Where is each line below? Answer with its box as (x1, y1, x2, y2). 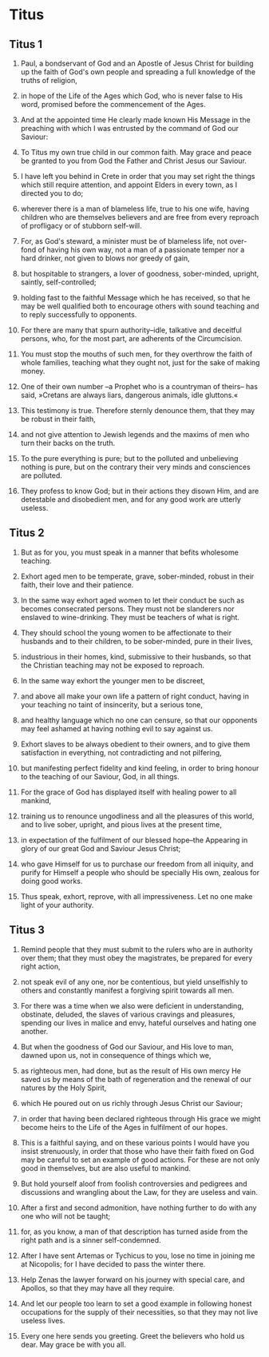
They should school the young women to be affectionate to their (20, 627, 232, 637)
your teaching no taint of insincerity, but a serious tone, (20, 699, 203, 709)
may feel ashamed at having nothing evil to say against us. (20, 723, 214, 733)
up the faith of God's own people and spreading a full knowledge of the (20, 67, 256, 77)
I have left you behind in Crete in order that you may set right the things (20, 172, 255, 181)
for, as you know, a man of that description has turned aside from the (20, 1227, 248, 1236)
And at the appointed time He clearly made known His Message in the (20, 115, 251, 125)
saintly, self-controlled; (20, 277, 97, 287)
